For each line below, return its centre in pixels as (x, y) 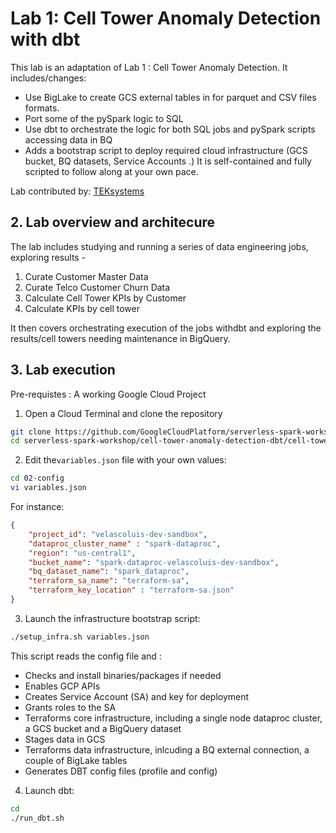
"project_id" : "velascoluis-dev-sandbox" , (118, 534)
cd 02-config (37, 478)
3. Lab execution (63, 370)
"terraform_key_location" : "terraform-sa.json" (131, 590)
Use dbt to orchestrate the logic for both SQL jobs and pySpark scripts (170, 129)
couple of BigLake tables (76, 760)
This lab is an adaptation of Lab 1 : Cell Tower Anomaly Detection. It (149, 67)
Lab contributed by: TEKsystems (77, 191)
